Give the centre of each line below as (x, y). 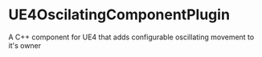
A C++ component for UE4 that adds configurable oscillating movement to (131, 37)
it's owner (25, 45)
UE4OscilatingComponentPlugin (119, 15)
